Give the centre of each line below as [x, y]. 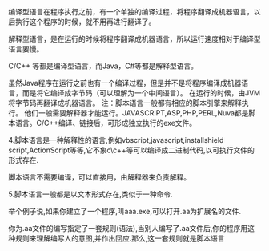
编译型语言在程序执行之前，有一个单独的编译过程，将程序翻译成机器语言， [131, 12]
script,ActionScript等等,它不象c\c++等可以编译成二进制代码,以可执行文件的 [131, 150]
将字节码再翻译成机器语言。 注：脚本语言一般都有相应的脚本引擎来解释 [125, 103]
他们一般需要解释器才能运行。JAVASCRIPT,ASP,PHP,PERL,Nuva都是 [136, 113]
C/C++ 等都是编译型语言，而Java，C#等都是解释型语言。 [103, 66]
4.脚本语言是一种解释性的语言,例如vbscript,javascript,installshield [116, 140]
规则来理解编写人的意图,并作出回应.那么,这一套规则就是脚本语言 [120, 238]
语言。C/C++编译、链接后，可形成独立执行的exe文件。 [106, 123]
